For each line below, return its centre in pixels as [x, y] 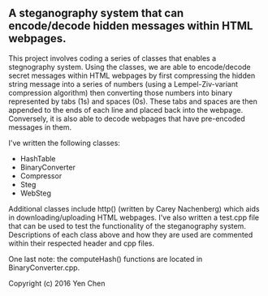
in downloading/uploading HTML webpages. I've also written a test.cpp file [134, 217]
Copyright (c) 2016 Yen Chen [57, 283]
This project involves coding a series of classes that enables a [112, 58]
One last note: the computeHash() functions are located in [106, 259]
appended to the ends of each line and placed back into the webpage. [126, 109]
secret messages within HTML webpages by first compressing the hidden [132, 75]
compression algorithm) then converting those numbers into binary [121, 92]
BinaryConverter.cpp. [44, 268]
